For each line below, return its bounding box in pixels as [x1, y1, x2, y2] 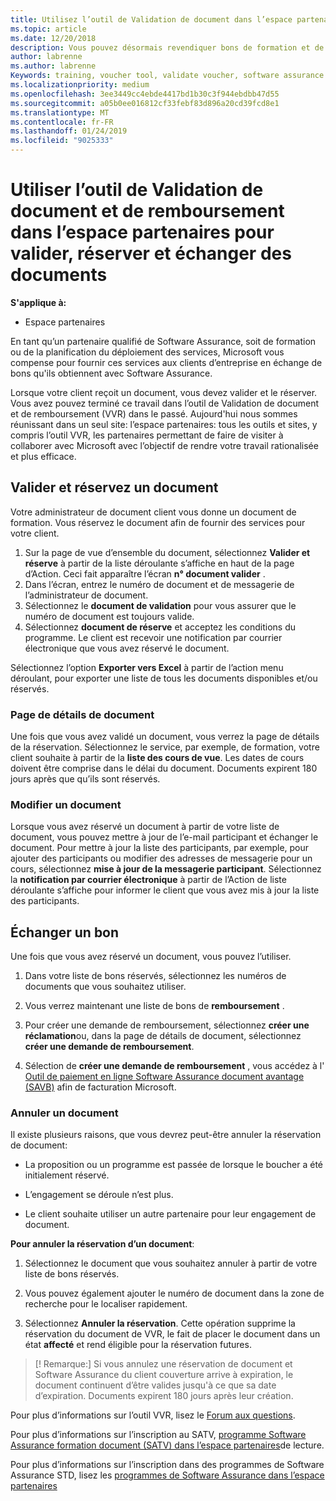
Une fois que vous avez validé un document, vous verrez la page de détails [10, 731, 320, 743]
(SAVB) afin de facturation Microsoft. [24, 1081, 177, 1093]
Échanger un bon [10, 924, 120, 941]
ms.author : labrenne [10, 61, 97, 71]
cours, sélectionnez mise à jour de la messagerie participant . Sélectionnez [10, 863, 322, 875]
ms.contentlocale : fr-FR [10, 117, 114, 127]
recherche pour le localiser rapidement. [24, 1298, 188, 1310]
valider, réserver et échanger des [10, 242, 292, 265]
